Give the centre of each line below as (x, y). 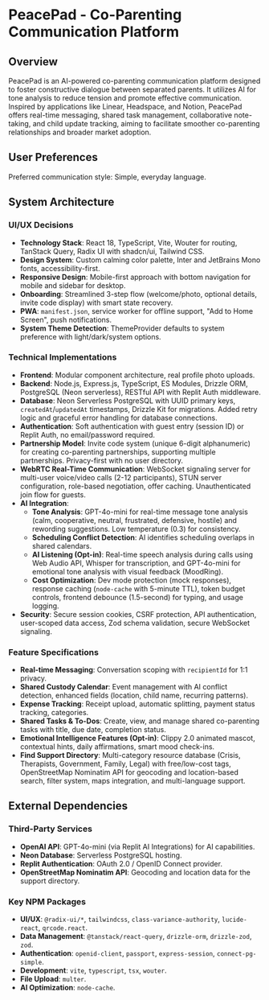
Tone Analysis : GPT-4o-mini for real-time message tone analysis (140, 512)
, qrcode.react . (63, 928)
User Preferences (53, 157)
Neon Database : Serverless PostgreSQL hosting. (101, 855)
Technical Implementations (63, 357)
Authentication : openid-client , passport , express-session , (117, 953)
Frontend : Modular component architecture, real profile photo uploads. (137, 375)
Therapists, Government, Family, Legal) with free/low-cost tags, (125, 764)
